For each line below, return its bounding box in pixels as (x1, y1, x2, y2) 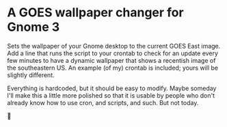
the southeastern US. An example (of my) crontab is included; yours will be (7, 63, 219, 72)
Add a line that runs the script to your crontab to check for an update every (7, 49, 219, 57)
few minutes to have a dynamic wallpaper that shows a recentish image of (7, 56, 216, 64)
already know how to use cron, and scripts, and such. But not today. (7, 98, 199, 107)
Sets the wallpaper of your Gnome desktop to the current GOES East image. (7, 42, 221, 50)
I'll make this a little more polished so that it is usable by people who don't (7, 91, 215, 100)
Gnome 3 (7, 19, 60, 35)
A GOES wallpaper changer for (7, 5, 184, 20)
